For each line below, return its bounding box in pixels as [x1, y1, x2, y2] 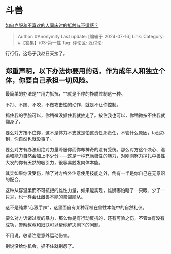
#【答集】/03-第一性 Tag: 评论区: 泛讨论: [17, 39, 103, 46]
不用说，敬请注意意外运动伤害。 [5, 232, 72, 238]
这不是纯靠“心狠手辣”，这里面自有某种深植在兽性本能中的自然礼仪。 [5, 204, 147, 210]
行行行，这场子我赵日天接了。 [5, 50, 67, 56]
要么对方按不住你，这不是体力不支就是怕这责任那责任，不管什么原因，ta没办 [5, 129, 165, 135]
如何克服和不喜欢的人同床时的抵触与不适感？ [5, 22, 99, 28]
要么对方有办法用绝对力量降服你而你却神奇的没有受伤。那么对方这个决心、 [5, 146, 161, 152]
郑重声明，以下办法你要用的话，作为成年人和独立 [5, 67, 159, 75]
